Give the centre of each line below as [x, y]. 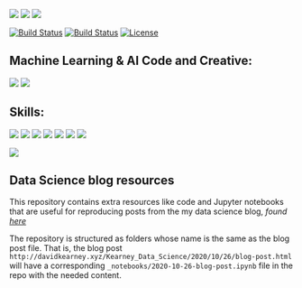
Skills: [27, 112]
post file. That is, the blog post [66, 248]
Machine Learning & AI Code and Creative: [131, 61]
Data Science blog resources [92, 181]
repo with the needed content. [65, 275]
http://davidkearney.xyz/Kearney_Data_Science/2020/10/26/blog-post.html [151, 257]
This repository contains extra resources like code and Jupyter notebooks [146, 202]
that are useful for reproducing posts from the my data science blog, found [148, 211]
